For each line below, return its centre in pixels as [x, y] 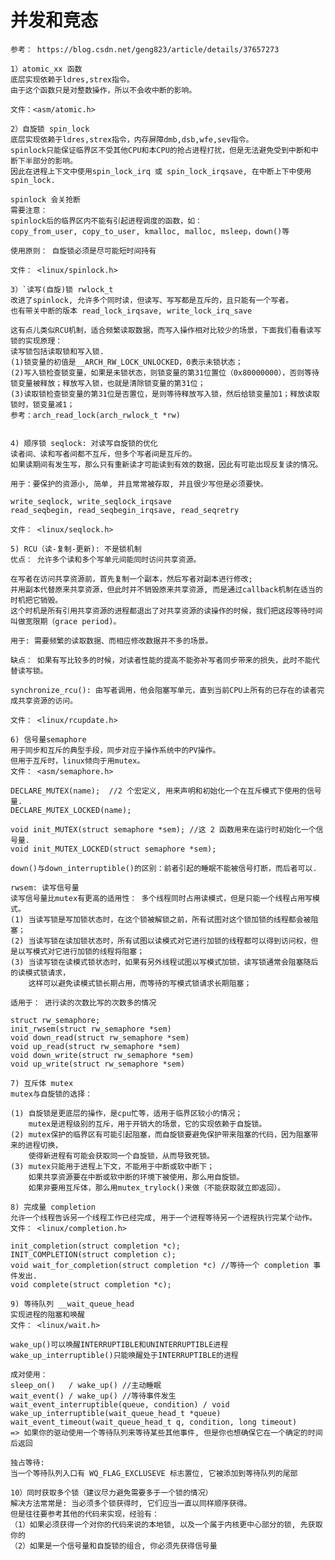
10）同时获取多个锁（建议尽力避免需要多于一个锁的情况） [111, 1492]
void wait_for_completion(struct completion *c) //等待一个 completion [160, 1265]
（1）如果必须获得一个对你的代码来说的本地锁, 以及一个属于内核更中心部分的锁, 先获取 [166, 1524]
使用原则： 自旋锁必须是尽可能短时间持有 [83, 251]
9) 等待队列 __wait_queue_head [72, 1304]
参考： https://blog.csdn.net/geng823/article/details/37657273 [145, 49]
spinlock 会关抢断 [45, 199]
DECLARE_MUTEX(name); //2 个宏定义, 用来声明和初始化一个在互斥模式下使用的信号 [166, 791]
